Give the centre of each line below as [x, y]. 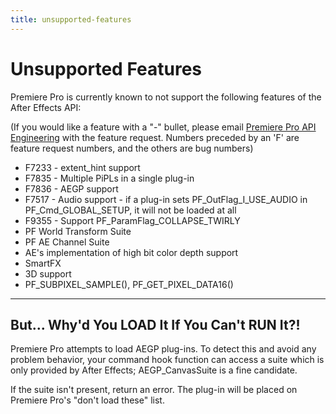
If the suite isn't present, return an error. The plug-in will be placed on [154, 390]
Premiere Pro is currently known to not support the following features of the [166, 97]
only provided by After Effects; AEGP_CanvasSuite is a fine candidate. [154, 370]
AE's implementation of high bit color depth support [131, 252]
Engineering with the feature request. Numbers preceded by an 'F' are [155, 137]
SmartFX [43, 263]
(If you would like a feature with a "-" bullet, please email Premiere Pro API [163, 127]
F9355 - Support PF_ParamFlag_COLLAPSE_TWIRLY [132, 220]
